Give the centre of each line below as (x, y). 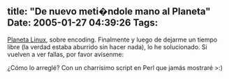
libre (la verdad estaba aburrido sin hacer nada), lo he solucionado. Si (107, 46)
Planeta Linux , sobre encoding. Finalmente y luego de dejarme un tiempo (112, 39)
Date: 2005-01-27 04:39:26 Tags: (83, 23)
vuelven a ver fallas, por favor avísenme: (66, 54)
